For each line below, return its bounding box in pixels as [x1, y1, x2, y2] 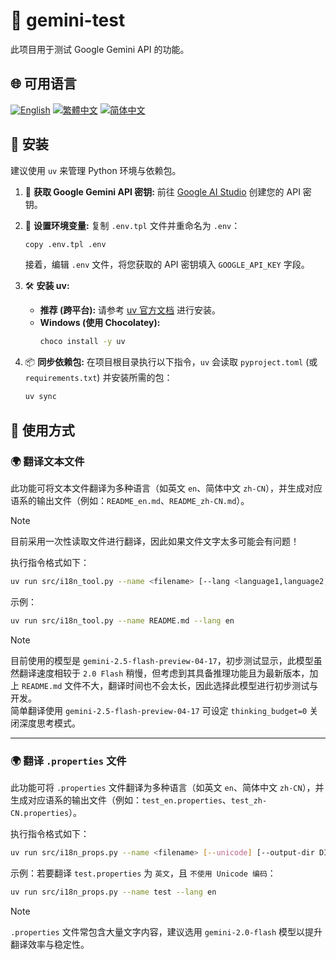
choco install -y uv [39, 337, 126, 347]
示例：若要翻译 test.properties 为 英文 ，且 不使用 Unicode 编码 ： [10, 867, 277, 879]
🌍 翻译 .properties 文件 [10, 754, 127, 768]
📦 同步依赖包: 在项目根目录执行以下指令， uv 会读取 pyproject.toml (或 [24, 356, 318, 368]
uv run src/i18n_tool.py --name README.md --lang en [10, 615, 235, 626]
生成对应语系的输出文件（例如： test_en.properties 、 [10, 794, 232, 806]
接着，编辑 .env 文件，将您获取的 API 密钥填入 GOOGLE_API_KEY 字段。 [24, 259, 310, 271]
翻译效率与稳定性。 [10, 938, 90, 950]
